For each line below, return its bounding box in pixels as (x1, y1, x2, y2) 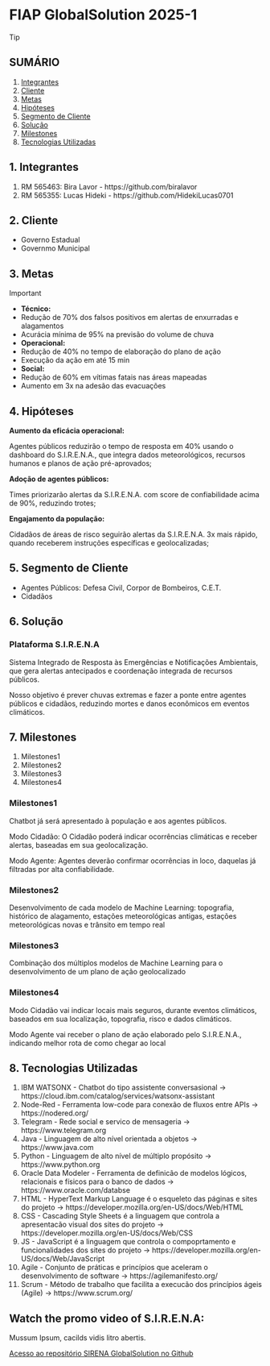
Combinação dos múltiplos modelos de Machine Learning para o (9, 958, 223, 968)
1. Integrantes (9, 160, 79, 174)
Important (9, 289, 42, 298)
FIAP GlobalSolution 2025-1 (9, 6, 198, 24)
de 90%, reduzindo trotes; (9, 498, 96, 508)
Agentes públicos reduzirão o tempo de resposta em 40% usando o (9, 442, 234, 450)
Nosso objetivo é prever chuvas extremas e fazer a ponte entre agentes (9, 690, 247, 700)
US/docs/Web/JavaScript (20, 1254, 105, 1264)
